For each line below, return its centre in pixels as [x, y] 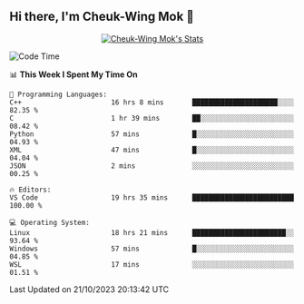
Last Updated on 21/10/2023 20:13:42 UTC [89, 289]
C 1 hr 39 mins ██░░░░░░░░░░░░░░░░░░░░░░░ [152, 118]
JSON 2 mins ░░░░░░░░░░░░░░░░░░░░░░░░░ [152, 166]
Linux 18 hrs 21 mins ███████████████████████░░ [152, 232]
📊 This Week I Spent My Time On [74, 74]
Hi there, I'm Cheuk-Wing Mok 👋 [102, 17]
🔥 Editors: [30, 190]
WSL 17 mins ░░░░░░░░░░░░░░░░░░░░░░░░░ [152, 264]
